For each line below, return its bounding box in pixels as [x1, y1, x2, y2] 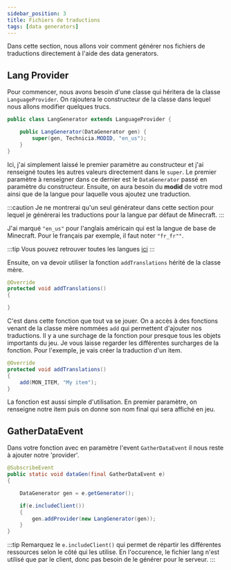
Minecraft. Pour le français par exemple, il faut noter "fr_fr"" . [7, 231, 185, 240]
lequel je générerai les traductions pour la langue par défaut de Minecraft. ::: [7, 211, 225, 219]
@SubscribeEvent [7, 465, 54, 472]
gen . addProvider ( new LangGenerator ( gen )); [32, 515, 156, 522]
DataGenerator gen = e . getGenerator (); [19, 490, 135, 497]
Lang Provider [7, 69, 69, 81]
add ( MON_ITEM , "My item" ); [19, 379, 98, 386]
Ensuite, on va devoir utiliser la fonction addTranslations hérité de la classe [7, 258, 221, 267]
